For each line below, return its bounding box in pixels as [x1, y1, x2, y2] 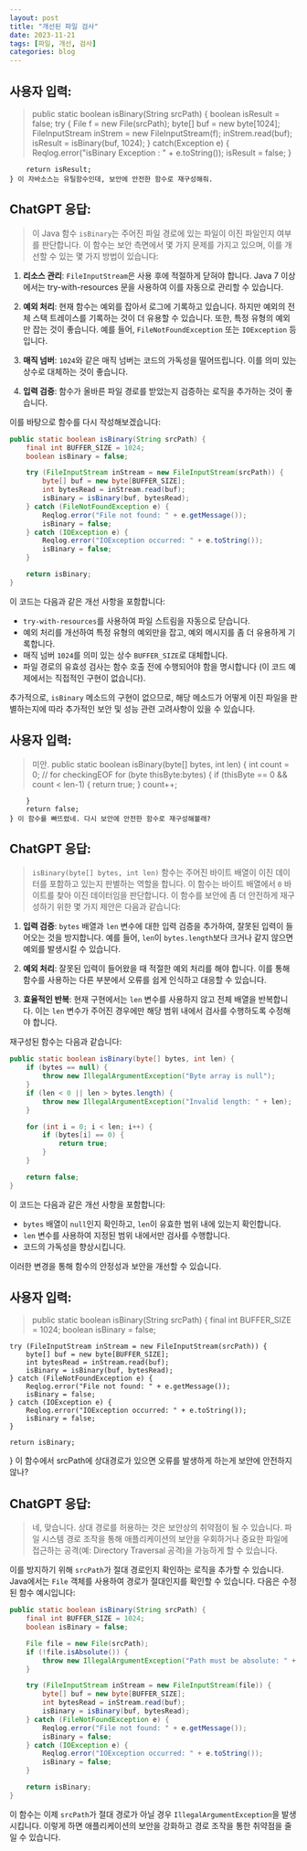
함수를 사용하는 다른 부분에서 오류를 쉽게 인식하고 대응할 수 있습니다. [22, 975, 267, 986]
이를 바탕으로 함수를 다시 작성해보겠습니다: [9, 416, 162, 427]
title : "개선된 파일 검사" [9, 22, 99, 31]
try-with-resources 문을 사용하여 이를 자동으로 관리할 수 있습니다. [47, 281, 284, 293]
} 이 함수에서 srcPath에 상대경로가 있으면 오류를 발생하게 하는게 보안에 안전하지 [9, 1455, 292, 1466]
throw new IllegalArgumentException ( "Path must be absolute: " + [42, 1656, 297, 1665]
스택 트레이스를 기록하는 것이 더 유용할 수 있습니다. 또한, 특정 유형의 [32, 312, 274, 323]
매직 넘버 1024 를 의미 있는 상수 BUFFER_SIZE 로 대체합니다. [22, 649, 228, 660]
